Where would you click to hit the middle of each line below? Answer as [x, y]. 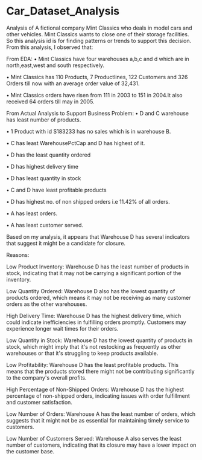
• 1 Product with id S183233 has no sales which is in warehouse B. [89, 131]
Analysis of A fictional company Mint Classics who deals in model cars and [99, 28]
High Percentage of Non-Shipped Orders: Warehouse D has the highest [95, 389]
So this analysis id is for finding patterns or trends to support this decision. [99, 40]
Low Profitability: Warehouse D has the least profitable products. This [93, 364]
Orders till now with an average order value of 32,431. [73, 83]
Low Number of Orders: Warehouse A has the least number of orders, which [101, 414]
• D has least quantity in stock [44, 178]
